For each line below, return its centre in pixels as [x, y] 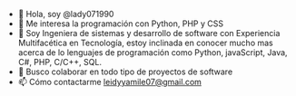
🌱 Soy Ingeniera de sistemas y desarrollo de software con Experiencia [149, 33]
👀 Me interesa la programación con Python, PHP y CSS [121, 24]
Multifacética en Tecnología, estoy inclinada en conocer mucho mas [146, 43]
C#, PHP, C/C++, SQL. [60, 62]
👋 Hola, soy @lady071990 [66, 14]
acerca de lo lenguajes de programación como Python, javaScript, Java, [153, 53]
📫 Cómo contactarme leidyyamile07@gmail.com [110, 82]
